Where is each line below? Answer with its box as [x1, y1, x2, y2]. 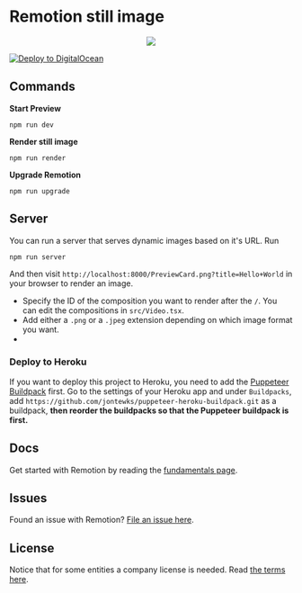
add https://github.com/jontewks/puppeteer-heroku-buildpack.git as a [9, 395, 277, 406]
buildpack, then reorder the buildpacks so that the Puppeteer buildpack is [9, 405, 289, 416]
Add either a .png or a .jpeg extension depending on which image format [22, 314, 293, 325]
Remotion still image [9, 6, 164, 27]
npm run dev [9, 120, 54, 130]
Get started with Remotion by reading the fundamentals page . [9, 464, 238, 475]
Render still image [9, 136, 78, 147]
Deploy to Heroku [9, 355, 87, 368]
